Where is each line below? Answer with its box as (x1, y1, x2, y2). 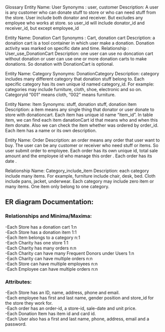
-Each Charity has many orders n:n (5, 245, 77, 251)
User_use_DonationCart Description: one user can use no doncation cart (5, 50, 154, 56)
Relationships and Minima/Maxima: (5, 213, 92, 220)
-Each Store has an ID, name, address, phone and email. (5, 289, 120, 295)
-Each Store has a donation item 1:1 (5, 229, 77, 235)
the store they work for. (5, 300, 53, 306)
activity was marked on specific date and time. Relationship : (5, 46, 129, 51)
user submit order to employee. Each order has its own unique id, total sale (5, 148, 158, 153)
